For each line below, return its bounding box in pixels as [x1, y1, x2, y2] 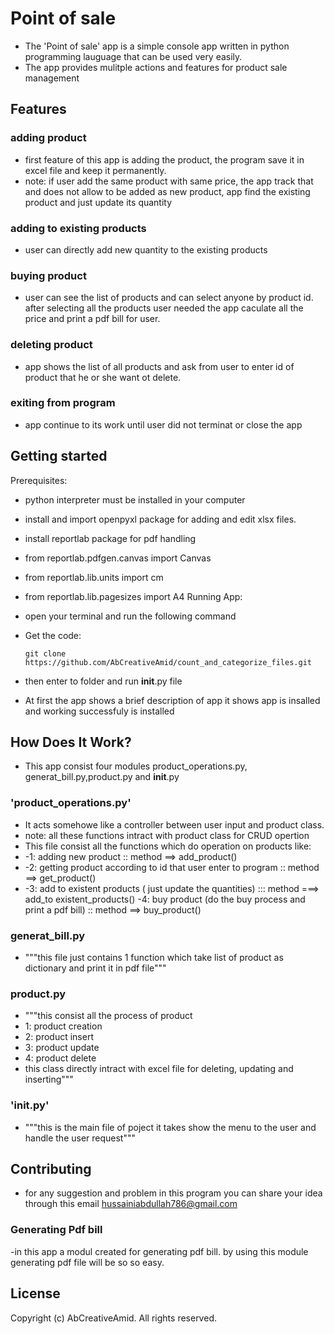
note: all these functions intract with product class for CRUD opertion [24, 829, 310, 841]
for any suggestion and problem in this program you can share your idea [24, 1187, 323, 1199]
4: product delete [24, 1052, 97, 1064]
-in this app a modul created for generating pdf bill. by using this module [10, 1245, 309, 1257]
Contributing [10, 1161, 92, 1178]
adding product [10, 131, 87, 145]
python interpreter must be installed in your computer [24, 493, 246, 506]
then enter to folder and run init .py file [24, 675, 183, 687]
